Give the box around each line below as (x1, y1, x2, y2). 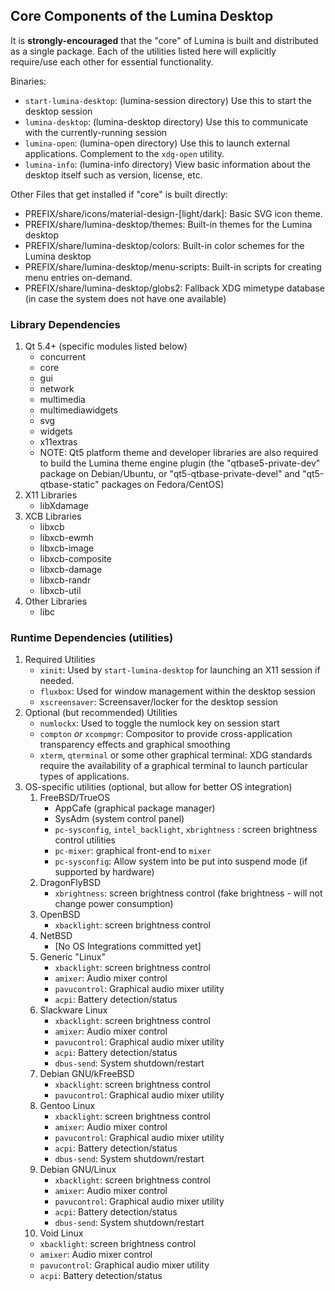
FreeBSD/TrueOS (39, 792, 111, 804)
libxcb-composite (39, 553, 112, 565)
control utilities (54, 834, 116, 846)
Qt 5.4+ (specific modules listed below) (24, 340, 188, 353)
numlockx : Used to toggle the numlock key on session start (39, 717, 280, 729)
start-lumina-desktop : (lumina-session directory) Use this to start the (24, 94, 312, 106)
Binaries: (10, 75, 47, 87)
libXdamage (39, 500, 90, 512)
